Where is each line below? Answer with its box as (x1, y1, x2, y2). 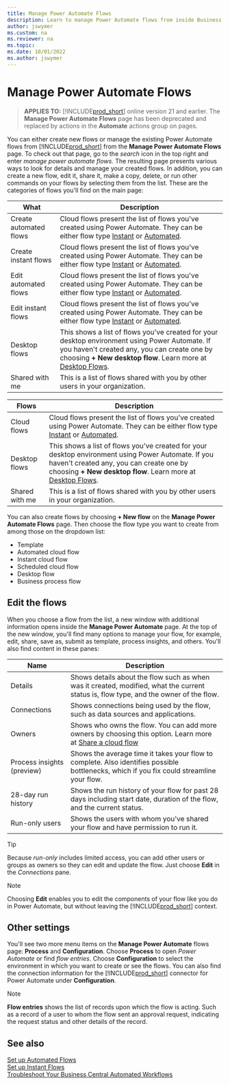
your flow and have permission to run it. (71, 822, 198, 832)
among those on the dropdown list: (7, 527, 106, 536)
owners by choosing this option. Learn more (71, 729, 212, 738)
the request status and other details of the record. (7, 1018, 148, 1026)
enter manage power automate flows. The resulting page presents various (7, 157, 218, 165)
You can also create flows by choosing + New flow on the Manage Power (7, 512, 216, 521)
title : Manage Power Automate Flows (7, 10, 112, 17)
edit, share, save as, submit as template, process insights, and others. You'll (7, 637, 221, 646)
